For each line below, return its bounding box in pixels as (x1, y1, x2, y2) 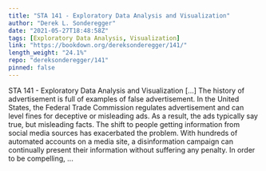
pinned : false (8, 64, 56, 72)
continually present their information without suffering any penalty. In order (8, 145, 256, 154)
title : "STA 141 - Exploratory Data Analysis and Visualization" (8, 11, 230, 20)
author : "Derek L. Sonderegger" (8, 19, 116, 27)
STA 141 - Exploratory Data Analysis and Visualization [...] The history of (8, 85, 245, 95)
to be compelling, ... (8, 153, 73, 163)
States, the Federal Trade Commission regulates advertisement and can (8, 102, 244, 112)
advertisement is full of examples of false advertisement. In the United (8, 93, 240, 104)
